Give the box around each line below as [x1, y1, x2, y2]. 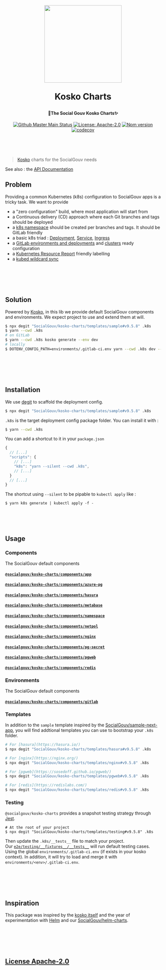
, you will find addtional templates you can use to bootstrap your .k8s [13, 727, 154, 733]
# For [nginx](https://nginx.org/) [5, 756, 79, 761]
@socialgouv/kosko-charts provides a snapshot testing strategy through [5, 810, 151, 817]
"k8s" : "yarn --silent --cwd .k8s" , [14, 463, 90, 469]
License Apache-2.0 [5, 957, 70, 966]
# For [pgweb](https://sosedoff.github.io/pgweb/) [5, 769, 112, 774]
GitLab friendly [12, 229, 43, 235]
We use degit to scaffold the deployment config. [5, 399, 103, 405]
